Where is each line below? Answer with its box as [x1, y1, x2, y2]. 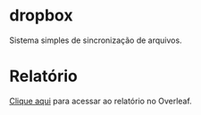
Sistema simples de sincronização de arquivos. [9, 35, 182, 45]
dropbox [9, 5, 73, 26]
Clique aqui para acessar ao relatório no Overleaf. [9, 95, 192, 106]
